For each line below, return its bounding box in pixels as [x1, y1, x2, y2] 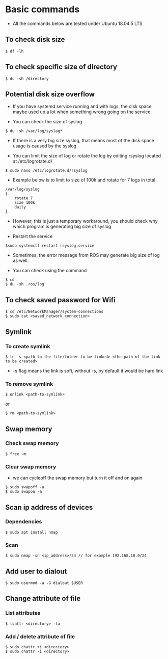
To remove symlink [5, 380, 53, 387]
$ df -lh [5, 48, 24, 54]
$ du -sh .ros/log [5, 282, 44, 287]
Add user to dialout [5, 567, 67, 575]
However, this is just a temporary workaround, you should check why [12, 218, 158, 224]
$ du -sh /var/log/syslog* [5, 128, 63, 134]
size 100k [14, 200, 36, 205]
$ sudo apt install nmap [5, 530, 58, 535]
